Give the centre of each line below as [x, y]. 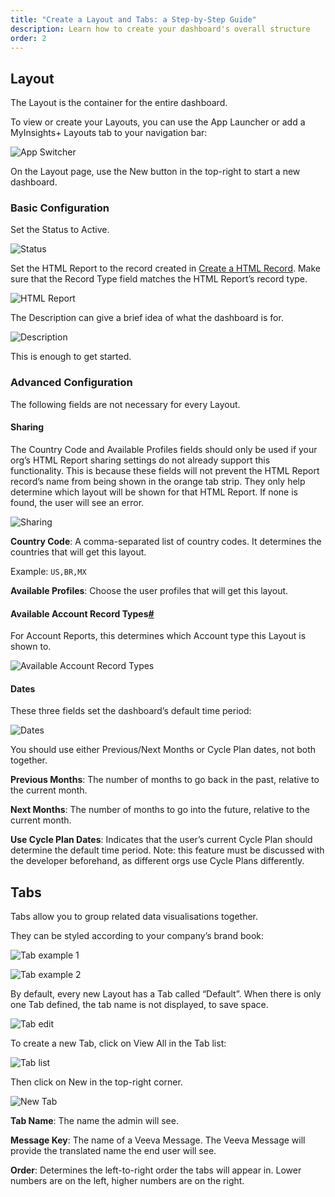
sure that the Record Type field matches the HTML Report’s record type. [159, 279]
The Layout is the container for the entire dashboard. [119, 103]
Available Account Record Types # [82, 613]
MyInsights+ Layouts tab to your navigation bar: [109, 133]
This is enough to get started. [71, 357]
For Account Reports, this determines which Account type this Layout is [158, 636]
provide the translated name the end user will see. [113, 1151]
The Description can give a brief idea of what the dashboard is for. [147, 318]
